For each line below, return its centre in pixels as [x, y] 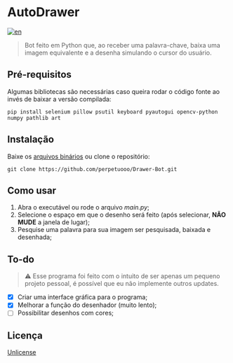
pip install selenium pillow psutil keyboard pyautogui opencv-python [113, 112]
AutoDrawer [44, 12]
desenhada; [35, 237]
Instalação [31, 140]
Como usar [32, 190]
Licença [25, 335]
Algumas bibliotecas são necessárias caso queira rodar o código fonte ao [113, 91]
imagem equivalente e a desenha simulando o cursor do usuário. [118, 53]
